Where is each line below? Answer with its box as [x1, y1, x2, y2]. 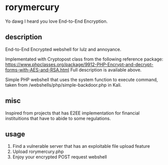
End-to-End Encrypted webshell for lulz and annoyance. [5, 46, 122, 52]
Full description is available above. [70, 67, 142, 73]
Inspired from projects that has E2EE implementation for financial [5, 110, 140, 116]
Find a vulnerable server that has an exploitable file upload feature [12, 143, 150, 149]
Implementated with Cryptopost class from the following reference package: [5, 56, 163, 62]
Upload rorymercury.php [12, 148, 64, 155]
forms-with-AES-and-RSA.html [5, 67, 69, 73]
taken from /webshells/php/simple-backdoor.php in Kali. [5, 82, 122, 88]
